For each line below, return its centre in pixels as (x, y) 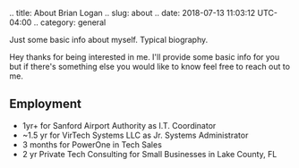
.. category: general (70, 22)
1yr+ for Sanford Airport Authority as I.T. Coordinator (119, 125)
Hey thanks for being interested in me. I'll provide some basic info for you (145, 57)
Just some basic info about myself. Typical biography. (109, 40)
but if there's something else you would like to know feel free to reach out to (150, 67)
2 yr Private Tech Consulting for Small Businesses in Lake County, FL (149, 154)
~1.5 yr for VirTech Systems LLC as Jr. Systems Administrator (135, 135)
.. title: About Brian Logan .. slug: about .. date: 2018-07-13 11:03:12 (132, 13)
